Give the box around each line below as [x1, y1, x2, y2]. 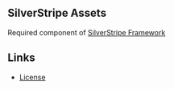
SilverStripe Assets [7, 6, 106, 20]
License [19, 72, 46, 82]
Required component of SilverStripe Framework [7, 27, 166, 37]
